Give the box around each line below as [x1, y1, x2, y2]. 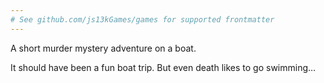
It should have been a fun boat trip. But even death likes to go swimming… [10, 61, 317, 73]
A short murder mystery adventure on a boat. [10, 42, 197, 54]
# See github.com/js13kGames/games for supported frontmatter [10, 14, 275, 25]
